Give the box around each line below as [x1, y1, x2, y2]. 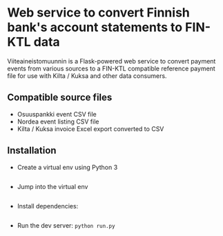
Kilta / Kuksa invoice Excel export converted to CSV [17, 124, 164, 132]
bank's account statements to [7, 19, 183, 35]
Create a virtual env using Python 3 [17, 163, 118, 171]
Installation [7, 145, 57, 157]
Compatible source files [7, 92, 113, 104]
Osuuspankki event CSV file [17, 110, 97, 118]
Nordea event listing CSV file [17, 117, 99, 126]
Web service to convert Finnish [7, 5, 190, 21]
